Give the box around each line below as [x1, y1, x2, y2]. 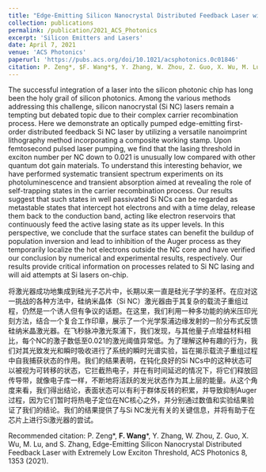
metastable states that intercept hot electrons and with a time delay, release [8, 203, 256, 212]
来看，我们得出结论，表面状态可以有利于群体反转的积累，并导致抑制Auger [14, 385, 257, 394]
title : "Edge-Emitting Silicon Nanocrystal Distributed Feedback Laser [8, 11, 249, 20]
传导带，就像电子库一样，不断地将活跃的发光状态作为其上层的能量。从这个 [8, 375, 251, 385]
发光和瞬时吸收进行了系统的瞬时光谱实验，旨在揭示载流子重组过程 [42, 345, 258, 355]
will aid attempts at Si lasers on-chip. [8, 270, 129, 280]
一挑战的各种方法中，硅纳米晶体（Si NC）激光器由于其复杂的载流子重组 [8, 296, 242, 306]
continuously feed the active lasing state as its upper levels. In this [8, 219, 225, 229]
